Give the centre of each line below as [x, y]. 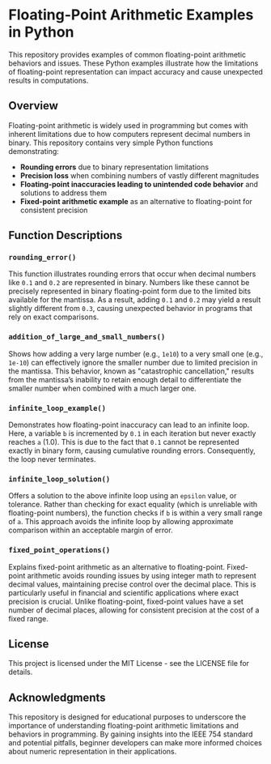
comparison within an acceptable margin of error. [91, 530]
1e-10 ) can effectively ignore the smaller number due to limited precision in [133, 362]
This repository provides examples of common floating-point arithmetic [127, 54]
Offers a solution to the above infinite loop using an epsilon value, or [123, 496]
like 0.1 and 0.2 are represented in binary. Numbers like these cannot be [129, 283]
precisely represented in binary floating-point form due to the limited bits [130, 291]
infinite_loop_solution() [59, 479]
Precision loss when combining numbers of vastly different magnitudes [140, 175]
